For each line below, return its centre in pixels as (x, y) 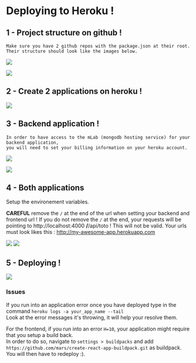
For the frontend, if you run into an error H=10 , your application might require (98, 329)
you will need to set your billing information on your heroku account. (97, 148)
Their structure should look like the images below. (72, 51)
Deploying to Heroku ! (60, 11)
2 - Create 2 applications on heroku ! (74, 92)
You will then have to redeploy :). (46, 354)
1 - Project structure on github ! (64, 33)
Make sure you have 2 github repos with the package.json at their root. (98, 46)
